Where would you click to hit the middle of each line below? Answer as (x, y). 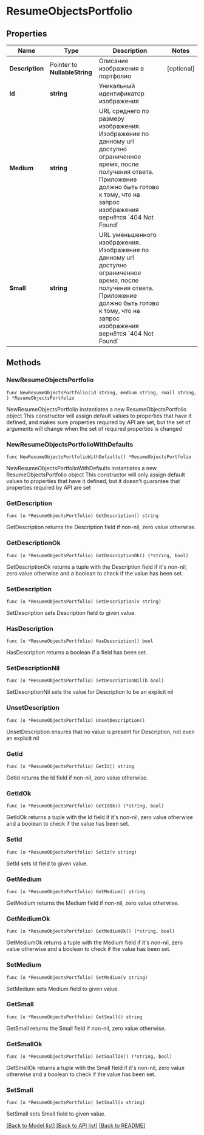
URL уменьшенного (127, 235)
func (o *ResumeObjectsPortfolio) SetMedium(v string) (77, 977)
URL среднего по (124, 111)
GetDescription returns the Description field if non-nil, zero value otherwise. (101, 527)
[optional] (181, 68)
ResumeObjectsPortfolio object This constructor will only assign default (96, 475)
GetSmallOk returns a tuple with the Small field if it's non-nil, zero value (96, 1068)
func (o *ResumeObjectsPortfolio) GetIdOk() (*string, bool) (85, 806)
